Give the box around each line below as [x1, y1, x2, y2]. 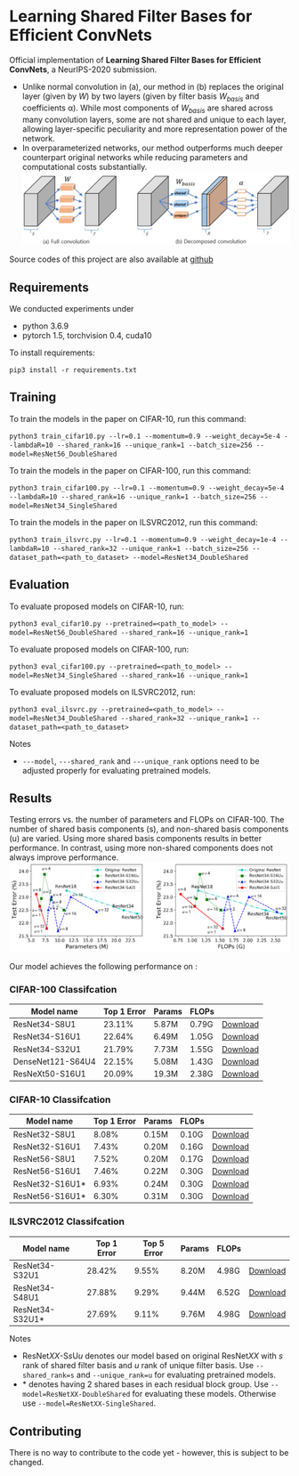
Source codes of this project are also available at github [9, 254, 214, 264]
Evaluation [9, 577, 69, 593]
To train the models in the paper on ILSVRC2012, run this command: [9, 516, 258, 527]
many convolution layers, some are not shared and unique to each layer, [21, 114, 287, 125]
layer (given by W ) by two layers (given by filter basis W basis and [21, 91, 260, 103]
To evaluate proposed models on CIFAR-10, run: [9, 601, 184, 612]
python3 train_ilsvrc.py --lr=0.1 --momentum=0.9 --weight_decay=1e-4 [9, 535, 277, 544]
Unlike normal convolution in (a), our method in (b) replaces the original [21, 81, 285, 92]
